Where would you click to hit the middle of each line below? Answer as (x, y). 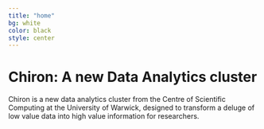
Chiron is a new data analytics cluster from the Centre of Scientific (117, 100)
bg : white (25, 23)
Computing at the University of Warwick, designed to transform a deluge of (132, 107)
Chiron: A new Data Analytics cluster (133, 77)
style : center (32, 38)
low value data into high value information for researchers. (104, 116)
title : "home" (32, 16)
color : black (30, 30)
